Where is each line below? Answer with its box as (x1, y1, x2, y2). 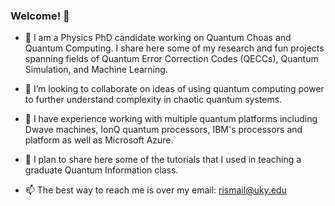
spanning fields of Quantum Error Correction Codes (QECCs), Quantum (24, 53, 319, 65)
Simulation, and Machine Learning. (24, 64, 168, 76)
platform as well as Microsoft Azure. (24, 134, 174, 146)
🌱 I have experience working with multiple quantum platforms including (24, 113, 318, 125)
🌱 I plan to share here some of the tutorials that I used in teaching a (24, 154, 302, 166)
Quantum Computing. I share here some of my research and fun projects (24, 42, 325, 54)
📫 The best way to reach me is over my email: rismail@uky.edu (24, 184, 287, 196)
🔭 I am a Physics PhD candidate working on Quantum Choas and (24, 32, 292, 44)
